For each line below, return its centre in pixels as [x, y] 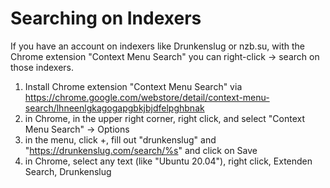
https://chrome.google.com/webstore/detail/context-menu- [147, 97]
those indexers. [42, 67]
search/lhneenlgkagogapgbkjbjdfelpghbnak [114, 108]
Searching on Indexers [106, 18]
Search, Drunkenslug [68, 171]
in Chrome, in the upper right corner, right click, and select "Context [165, 118]
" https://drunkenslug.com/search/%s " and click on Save [141, 150]
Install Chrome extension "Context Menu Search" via [133, 86]
